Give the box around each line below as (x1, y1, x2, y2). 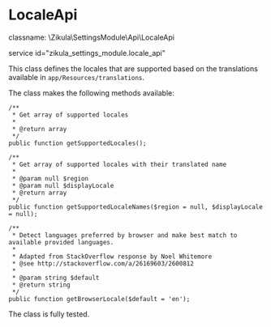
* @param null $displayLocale (11, 181, 114, 189)
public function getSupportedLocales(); (8, 139, 148, 147)
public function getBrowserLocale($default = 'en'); (8, 295, 191, 303)
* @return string (11, 281, 71, 289)
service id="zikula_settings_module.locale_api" (8, 48, 166, 57)
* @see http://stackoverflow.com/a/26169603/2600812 (11, 259, 195, 268)
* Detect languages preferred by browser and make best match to (11, 231, 238, 240)
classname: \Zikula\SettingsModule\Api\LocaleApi (8, 32, 174, 42)
